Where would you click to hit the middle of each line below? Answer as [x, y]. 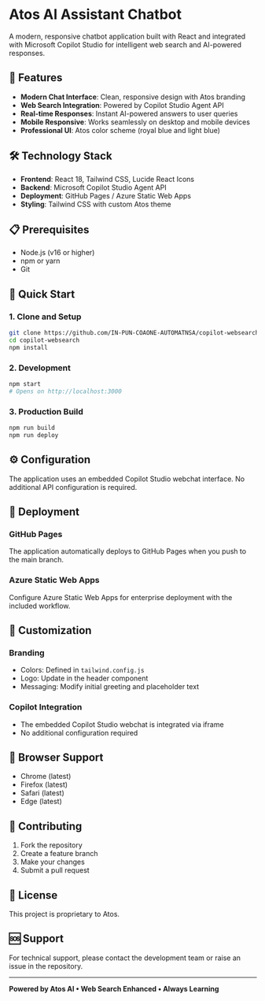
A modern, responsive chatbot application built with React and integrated [127, 36]
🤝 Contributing [46, 826]
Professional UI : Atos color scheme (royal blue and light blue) [120, 130]
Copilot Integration [46, 707]
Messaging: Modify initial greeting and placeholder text [110, 687]
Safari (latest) [42, 793]
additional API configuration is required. [73, 487]
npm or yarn [40, 261]
